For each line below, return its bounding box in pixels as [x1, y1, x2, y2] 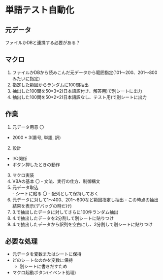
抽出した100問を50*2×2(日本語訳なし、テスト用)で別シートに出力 [12, 94, 147, 100]
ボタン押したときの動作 [12, 161, 60, 168]
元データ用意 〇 [12, 124, 44, 130]
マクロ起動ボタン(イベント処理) [12, 270, 76, 276]
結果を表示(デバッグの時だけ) [12, 203, 72, 209]
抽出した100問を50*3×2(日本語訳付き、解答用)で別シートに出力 [12, 88, 143, 94]
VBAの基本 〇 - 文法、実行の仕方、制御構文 [12, 178, 100, 184]
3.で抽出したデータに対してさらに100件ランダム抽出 [12, 209, 119, 215]
